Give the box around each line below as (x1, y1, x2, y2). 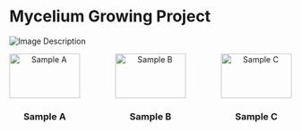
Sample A (23, 111, 66, 123)
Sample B (129, 111, 172, 123)
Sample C (235, 111, 278, 123)
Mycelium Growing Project (9, 6, 211, 27)
